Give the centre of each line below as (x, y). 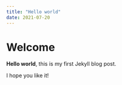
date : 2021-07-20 (28, 17)
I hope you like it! (28, 75)
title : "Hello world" (34, 12)
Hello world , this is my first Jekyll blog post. (61, 64)
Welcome (31, 47)
